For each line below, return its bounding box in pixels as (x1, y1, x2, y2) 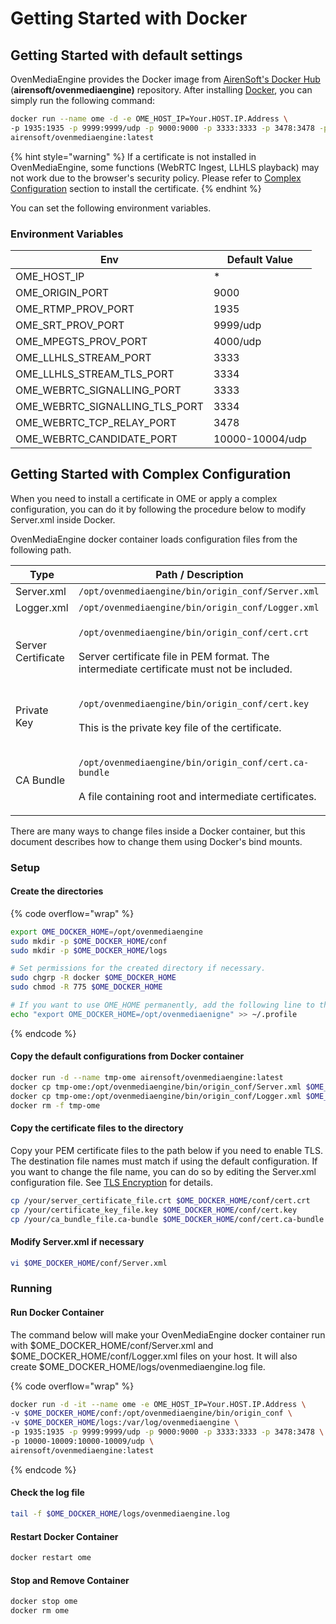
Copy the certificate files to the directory (10, 1122, 184, 1134)
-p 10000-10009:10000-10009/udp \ (10, 1437, 155, 1447)
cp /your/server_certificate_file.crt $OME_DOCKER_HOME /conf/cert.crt (10, 1195, 311, 1206)
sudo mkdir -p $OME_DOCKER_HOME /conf (10, 936, 168, 946)
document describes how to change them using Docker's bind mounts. (10, 835, 303, 847)
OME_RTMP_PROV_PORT (15, 302, 135, 316)
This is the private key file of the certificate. (78, 720, 282, 734)
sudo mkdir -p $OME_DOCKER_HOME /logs (10, 945, 168, 956)
